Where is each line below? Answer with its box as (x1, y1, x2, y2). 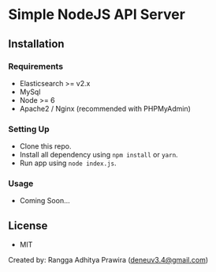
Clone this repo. (19, 142, 72, 151)
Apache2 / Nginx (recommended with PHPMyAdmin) (19, 104, 192, 113)
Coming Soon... (19, 196, 71, 206)
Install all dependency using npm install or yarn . (19, 150, 179, 160)
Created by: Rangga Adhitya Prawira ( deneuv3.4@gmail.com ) (8, 255, 209, 265)
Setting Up (8, 123, 50, 134)
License (8, 219, 48, 232)
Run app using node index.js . (19, 158, 117, 168)
